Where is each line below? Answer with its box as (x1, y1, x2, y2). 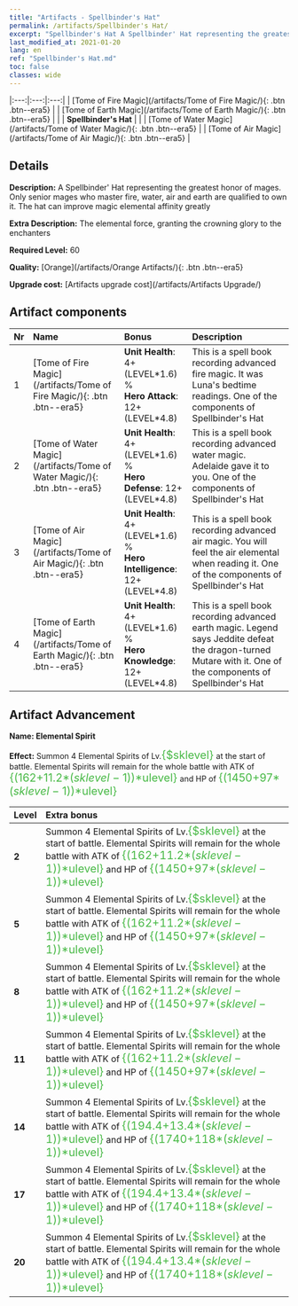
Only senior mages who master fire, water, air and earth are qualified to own (9, 192, 287, 202)
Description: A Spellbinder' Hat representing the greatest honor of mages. (9, 182, 282, 192)
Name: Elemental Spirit (9, 731, 96, 741)
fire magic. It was (192, 368, 263, 380)
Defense (123, 482, 161, 495)
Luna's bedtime (192, 379, 257, 391)
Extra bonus (45, 809, 98, 821)
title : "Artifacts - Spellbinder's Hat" (9, 12, 161, 22)
